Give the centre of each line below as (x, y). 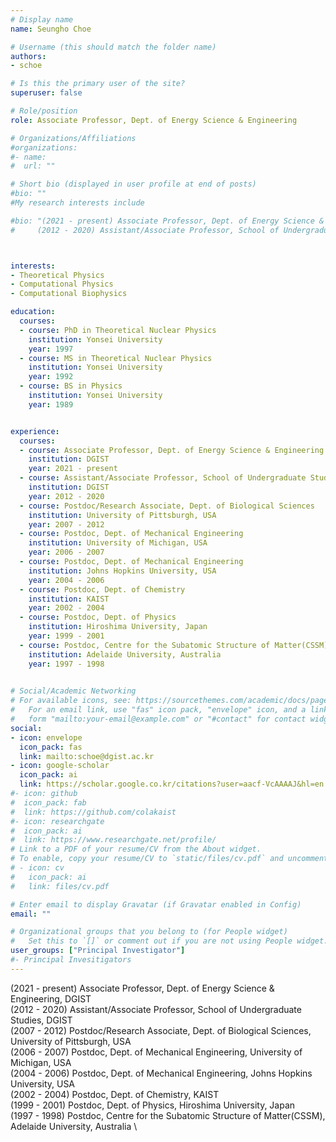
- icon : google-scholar (60, 766)
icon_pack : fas (51, 747)
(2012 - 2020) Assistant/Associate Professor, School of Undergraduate (156, 1009)
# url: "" (33, 166)
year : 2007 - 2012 (66, 524)
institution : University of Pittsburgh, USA (122, 515)
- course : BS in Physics (71, 386)
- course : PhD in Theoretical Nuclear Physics (118, 330)
